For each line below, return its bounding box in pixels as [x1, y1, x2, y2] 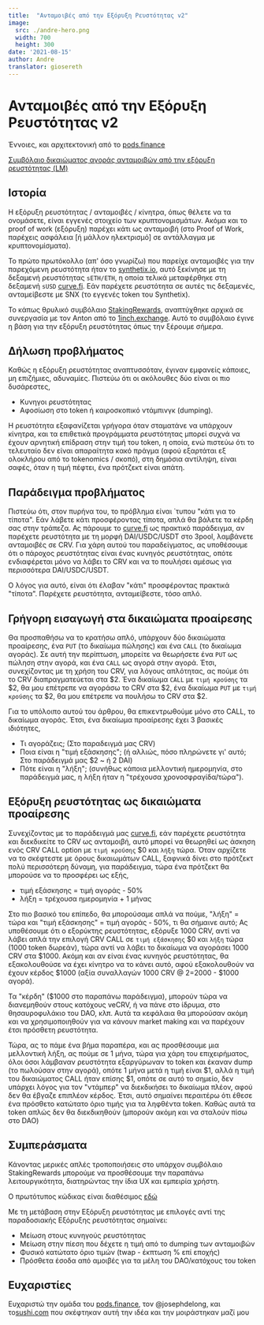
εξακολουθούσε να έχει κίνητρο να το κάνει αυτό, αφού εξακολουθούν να [8, 959, 255, 969]
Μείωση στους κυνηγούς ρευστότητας [19, 1230, 147, 1240]
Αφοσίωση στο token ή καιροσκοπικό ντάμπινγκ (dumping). [19, 405, 214, 415]
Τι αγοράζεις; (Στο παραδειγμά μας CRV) [19, 738, 156, 748]
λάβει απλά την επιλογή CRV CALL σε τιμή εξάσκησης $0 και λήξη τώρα [8, 934, 244, 943]
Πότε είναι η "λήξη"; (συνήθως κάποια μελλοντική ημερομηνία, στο [19, 763, 243, 773]
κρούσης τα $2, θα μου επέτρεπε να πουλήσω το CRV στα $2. [8, 691, 208, 700]
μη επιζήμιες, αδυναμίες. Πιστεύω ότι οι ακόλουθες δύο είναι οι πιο [8, 374, 231, 383]
